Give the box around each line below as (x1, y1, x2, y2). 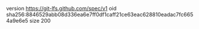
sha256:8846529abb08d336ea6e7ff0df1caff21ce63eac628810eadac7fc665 (6, 11, 194, 18)
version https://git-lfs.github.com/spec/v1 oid (6, 5, 117, 12)
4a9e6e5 (6, 17, 29, 24)
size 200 (29, 17, 51, 24)
